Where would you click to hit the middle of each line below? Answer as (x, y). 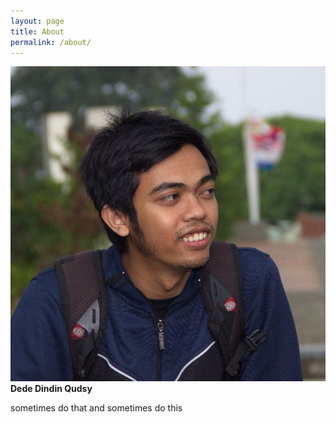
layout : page (37, 21)
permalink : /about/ (51, 42)
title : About (37, 31)
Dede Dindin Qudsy (51, 389)
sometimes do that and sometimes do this (96, 408)
